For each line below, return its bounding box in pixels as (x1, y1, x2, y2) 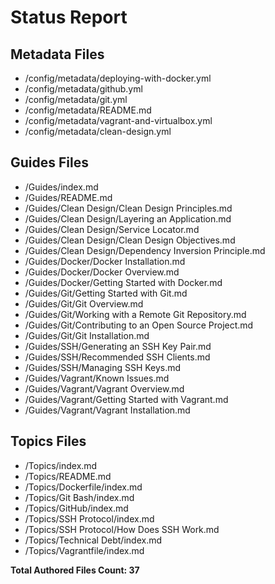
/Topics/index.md (24, 459, 98, 471)
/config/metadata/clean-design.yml (24, 126, 172, 137)
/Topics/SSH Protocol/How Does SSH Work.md (24, 523, 220, 535)
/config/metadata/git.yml (24, 94, 128, 105)
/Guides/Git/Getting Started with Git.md (24, 287, 188, 299)
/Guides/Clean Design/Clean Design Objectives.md (24, 234, 236, 246)
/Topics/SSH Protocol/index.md (24, 512, 155, 525)
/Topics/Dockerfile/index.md (24, 481, 143, 493)
